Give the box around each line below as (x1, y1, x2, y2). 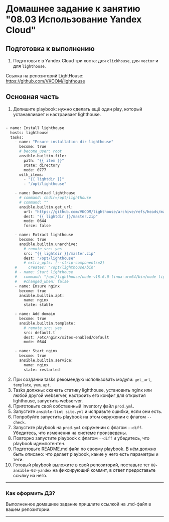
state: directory (24, 163, 60, 168)
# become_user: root (19, 149, 62, 154)
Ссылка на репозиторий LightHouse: (6, 73, 84, 78)
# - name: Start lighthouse (15, 270, 73, 275)
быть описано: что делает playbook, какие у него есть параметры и (13, 451, 158, 457)
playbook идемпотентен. (13, 440, 66, 446)
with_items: (19, 172, 44, 177)
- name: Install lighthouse (6, 125, 65, 131)
